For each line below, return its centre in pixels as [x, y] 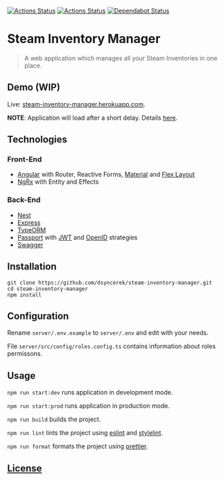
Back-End [24, 200]
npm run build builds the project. [54, 419]
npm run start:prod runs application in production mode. [88, 406]
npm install [24, 295]
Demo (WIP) [34, 87]
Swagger [30, 244]
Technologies [37, 140]
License [25, 468]
